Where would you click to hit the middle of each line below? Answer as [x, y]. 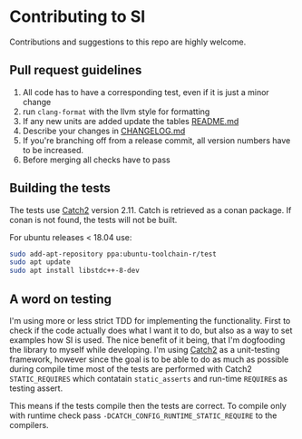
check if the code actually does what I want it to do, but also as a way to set [151, 330]
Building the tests [60, 188]
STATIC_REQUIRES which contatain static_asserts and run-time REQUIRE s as [149, 379]
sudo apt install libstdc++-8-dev [75, 271]
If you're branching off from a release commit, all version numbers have [156, 140]
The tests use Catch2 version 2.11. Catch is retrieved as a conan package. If [151, 210]
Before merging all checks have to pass [96, 160]
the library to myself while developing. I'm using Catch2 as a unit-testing [145, 350]
